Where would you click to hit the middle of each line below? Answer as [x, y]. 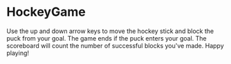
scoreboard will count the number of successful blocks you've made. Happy [115, 45]
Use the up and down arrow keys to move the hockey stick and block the [110, 31]
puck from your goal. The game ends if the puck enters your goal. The [107, 38]
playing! [18, 53]
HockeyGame [46, 12]
